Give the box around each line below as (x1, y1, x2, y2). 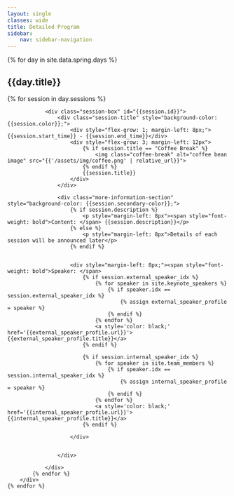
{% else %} (69, 224, 102, 232)
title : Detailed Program (7, 23, 80, 30)
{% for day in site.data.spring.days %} (7, 55, 118, 64)
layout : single (7, 10, 52, 18)
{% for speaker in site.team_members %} (95, 359, 215, 367)
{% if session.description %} (69, 206, 158, 213)
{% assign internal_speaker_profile (120, 378, 228, 385)
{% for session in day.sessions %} (7, 94, 106, 102)
